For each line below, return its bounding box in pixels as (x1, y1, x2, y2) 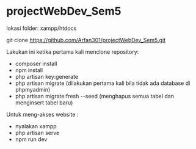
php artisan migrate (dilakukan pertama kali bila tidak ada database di (15, 79, 191, 87)
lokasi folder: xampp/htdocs (6, 24, 77, 32)
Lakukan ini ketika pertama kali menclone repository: (6, 48, 139, 56)
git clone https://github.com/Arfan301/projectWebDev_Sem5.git (6, 36, 166, 43)
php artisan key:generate (15, 73, 79, 80)
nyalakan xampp (15, 122, 57, 129)
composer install (15, 60, 57, 67)
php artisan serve (15, 129, 60, 136)
